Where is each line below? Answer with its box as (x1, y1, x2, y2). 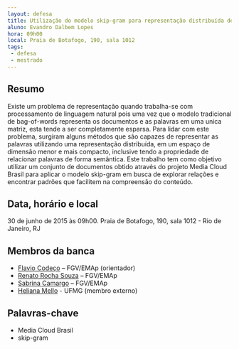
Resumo (7, 83, 45, 95)
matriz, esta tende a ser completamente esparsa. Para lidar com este (7, 124, 210, 133)
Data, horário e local (7, 198, 98, 210)
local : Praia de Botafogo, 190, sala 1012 (7, 37, 135, 44)
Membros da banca (7, 245, 95, 257)
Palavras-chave (7, 307, 79, 319)
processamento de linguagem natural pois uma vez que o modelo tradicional (7, 109, 232, 118)
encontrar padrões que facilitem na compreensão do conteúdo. (7, 177, 193, 186)
